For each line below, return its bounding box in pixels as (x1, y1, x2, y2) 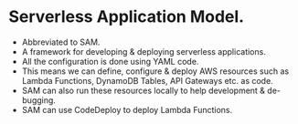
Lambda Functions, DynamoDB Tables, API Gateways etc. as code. (21, 75, 273, 86)
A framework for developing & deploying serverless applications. (21, 46, 266, 57)
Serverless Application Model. (8, 6, 244, 27)
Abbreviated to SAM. (21, 36, 101, 47)
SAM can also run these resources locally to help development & (21, 85, 266, 96)
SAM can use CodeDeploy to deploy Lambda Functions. (21, 104, 233, 115)
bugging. (21, 94, 57, 106)
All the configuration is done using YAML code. (21, 56, 199, 67)
